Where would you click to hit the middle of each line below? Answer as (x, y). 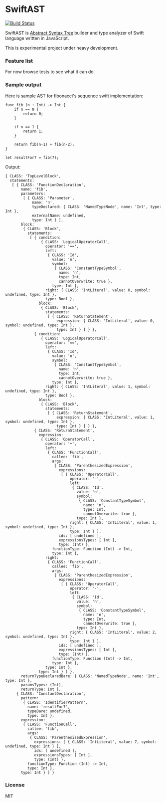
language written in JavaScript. (37, 38)
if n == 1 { (26, 127)
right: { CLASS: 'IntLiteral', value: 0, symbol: (98, 290)
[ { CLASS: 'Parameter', (49, 198)
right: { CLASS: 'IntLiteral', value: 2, (113, 632)
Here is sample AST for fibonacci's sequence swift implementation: (74, 96)
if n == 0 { (26, 109)
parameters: (33, 193)
